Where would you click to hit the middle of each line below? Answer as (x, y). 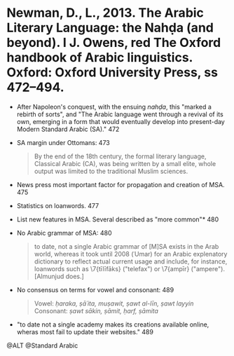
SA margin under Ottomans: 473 (63, 142)
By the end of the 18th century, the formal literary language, (120, 156)
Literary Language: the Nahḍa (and (110, 28)
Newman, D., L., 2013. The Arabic (105, 13)
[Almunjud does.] (59, 276)
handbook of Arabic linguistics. (100, 58)
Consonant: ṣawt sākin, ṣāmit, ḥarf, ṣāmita (96, 310)
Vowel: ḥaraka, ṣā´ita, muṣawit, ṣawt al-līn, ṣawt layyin (114, 303)
